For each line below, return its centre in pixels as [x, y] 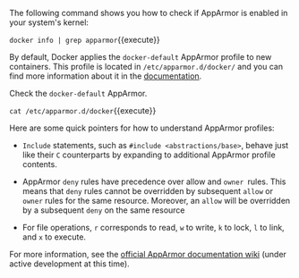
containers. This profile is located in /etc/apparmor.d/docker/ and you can [146, 67]
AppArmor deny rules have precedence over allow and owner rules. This [154, 181]
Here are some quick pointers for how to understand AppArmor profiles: [142, 128]
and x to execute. [54, 237]
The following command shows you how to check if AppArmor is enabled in [149, 13]
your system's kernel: [49, 22]
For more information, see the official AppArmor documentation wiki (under [148, 254]
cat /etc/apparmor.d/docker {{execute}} [83, 110]
